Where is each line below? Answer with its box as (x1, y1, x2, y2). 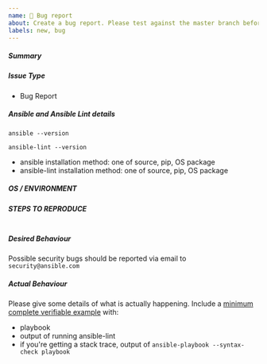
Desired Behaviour (8, 234, 72, 243)
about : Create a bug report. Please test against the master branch (8, 19, 240, 27)
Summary (8, 51, 42, 60)
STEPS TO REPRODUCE (8, 203, 87, 213)
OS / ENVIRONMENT (8, 184, 77, 193)
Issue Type (8, 71, 45, 80)
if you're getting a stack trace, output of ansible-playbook (19, 339, 209, 349)
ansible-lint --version (8, 143, 87, 151)
